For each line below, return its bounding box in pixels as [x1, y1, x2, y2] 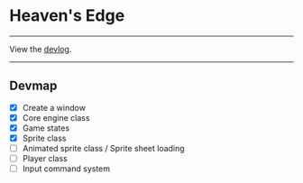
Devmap [9, 78, 58, 94]
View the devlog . [9, 43, 72, 54]
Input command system [22, 163, 111, 174]
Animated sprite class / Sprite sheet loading [22, 143, 185, 153]
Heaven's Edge [9, 5, 125, 26]
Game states [22, 123, 70, 133]
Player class [22, 153, 68, 164]
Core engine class [22, 112, 90, 123]
